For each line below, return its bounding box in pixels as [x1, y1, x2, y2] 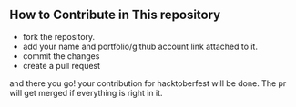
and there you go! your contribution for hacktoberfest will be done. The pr [9, 77, 287, 89]
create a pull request [22, 60, 101, 71]
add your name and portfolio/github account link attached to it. [22, 41, 258, 52]
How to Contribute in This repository [9, 7, 221, 23]
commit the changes [22, 50, 100, 62]
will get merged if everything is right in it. [9, 87, 163, 98]
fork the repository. [22, 31, 96, 42]
